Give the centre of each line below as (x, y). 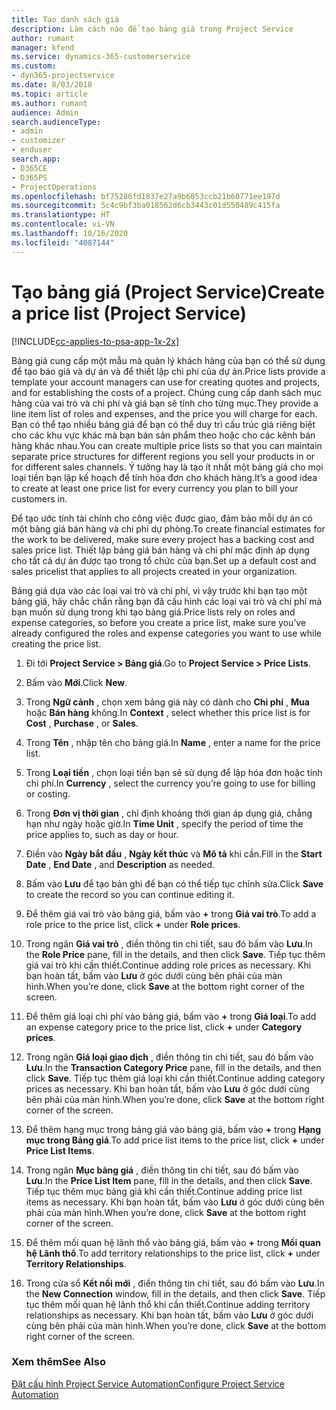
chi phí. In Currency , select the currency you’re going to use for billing (170, 783)
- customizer (38, 141)
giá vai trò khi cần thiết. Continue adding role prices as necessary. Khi (168, 965)
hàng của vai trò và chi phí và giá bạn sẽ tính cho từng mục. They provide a (165, 403)
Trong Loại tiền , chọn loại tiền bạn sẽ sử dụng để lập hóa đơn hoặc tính (174, 772)
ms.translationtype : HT (61, 215)
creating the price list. (56, 643)
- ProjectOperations (54, 187)
